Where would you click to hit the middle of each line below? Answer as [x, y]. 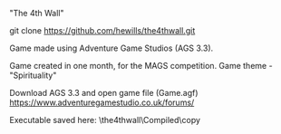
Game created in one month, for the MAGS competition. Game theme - [141, 66]
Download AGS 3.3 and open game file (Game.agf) [104, 93]
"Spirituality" [33, 75]
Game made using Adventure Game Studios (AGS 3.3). [111, 48]
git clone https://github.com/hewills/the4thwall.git [102, 30]
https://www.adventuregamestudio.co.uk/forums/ [102, 102]
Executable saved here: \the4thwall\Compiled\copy [105, 120]
